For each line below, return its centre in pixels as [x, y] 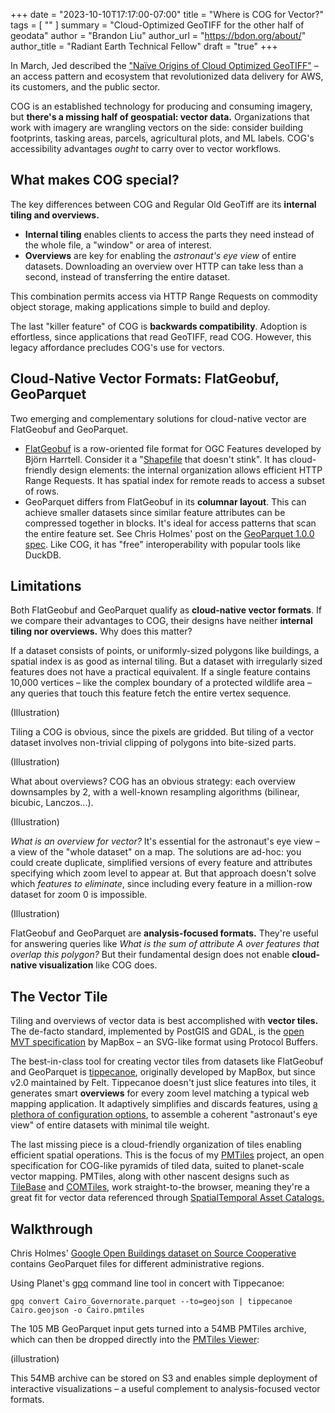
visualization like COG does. [98, 965]
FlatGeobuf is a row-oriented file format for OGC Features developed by [173, 448]
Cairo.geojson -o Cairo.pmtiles [77, 1310]
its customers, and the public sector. [85, 87]
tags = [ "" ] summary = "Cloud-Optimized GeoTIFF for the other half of [157, 25]
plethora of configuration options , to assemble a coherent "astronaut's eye [164, 1115]
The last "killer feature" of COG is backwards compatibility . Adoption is [159, 326]
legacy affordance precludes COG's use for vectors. [117, 347]
